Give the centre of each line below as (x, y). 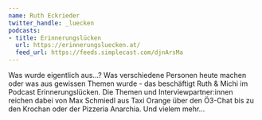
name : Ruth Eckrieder (44, 15)
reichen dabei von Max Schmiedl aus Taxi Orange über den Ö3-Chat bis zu (131, 101)
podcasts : (25, 30)
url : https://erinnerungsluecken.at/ (78, 45)
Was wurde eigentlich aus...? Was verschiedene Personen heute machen (127, 75)
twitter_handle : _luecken (51, 23)
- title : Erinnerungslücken (55, 38)
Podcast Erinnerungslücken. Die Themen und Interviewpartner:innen (121, 92)
